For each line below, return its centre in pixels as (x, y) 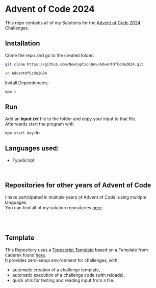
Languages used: (32, 148)
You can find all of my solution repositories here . (54, 207)
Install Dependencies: (27, 83)
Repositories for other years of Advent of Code (78, 185)
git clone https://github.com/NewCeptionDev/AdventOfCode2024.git (74, 64)
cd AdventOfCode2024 (26, 73)
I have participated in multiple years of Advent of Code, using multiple (76, 197)
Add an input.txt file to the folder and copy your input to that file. (71, 119)
